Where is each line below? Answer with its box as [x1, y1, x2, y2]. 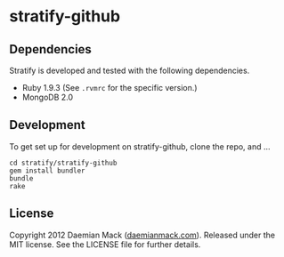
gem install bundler [9, 166, 86, 175]
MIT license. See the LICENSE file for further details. [9, 238, 201, 250]
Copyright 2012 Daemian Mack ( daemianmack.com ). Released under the [9, 229, 276, 240]
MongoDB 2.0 [21, 92, 74, 102]
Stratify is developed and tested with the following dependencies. [9, 65, 250, 76]
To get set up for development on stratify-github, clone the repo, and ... [9, 141, 271, 152]
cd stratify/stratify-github [9, 158, 118, 167]
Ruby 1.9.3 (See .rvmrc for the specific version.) [21, 83, 198, 92]
